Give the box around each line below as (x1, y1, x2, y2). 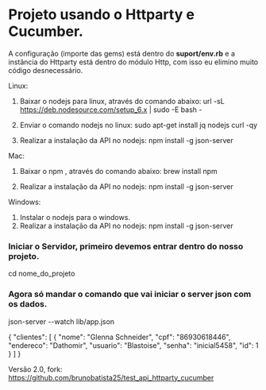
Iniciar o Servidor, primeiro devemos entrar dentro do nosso (8, 241, 244, 252)
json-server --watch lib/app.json (8, 316, 115, 326)
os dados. (8, 299, 48, 310)
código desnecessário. (8, 65, 83, 75)
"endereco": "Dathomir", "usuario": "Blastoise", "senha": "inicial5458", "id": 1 (8, 340, 259, 350)
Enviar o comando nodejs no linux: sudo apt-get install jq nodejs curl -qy (19, 120, 258, 129)
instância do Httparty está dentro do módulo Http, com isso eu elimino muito (8, 57, 259, 67)
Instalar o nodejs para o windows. (19, 212, 131, 222)
